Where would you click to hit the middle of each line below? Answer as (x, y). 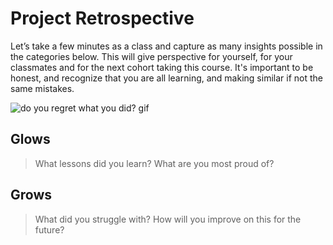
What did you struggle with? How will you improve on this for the (168, 219)
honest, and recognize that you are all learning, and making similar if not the (166, 78)
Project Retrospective (102, 18)
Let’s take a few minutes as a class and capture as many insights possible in (166, 46)
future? (49, 229)
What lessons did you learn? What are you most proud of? (154, 163)
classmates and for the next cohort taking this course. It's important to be (162, 67)
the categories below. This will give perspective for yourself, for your (151, 56)
